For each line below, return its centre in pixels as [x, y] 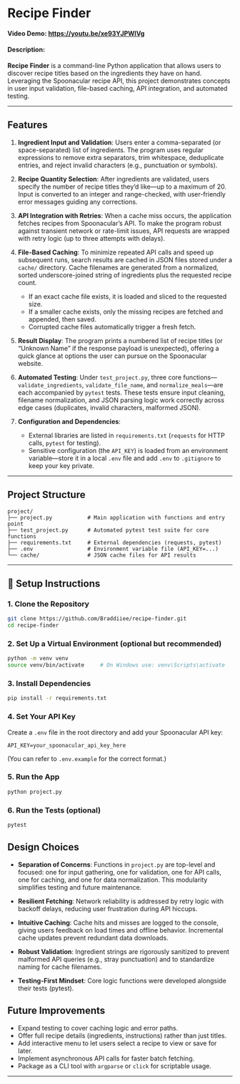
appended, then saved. [62, 319]
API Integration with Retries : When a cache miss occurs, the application [125, 215]
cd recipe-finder [33, 626]
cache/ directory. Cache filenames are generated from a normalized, [118, 267]
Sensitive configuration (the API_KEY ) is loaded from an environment [128, 450]
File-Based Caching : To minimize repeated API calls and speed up [116, 252]
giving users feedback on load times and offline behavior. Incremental [120, 930]
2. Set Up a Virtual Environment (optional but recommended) [115, 643]
